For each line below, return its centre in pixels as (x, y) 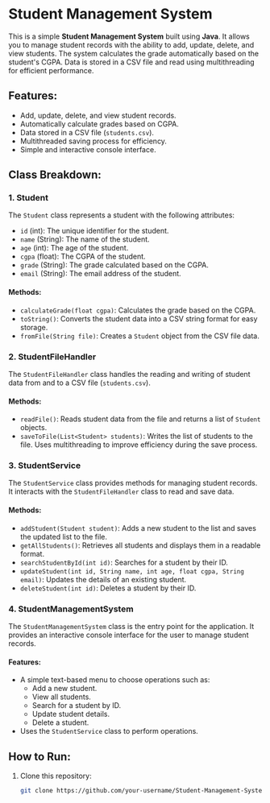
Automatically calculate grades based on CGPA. (100, 124)
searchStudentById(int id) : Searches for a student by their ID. (124, 562)
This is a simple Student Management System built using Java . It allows (129, 36)
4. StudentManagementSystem (71, 609)
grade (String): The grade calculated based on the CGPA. (114, 265)
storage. (34, 327)
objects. (33, 428)
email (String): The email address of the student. (100, 274)
